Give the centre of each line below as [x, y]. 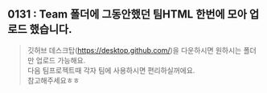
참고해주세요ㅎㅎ [53, 80]
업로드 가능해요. [61, 60]
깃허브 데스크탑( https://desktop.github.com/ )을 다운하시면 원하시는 [134, 50]
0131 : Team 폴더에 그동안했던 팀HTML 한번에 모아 [127, 14]
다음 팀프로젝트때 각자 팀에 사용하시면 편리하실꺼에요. [111, 70]
